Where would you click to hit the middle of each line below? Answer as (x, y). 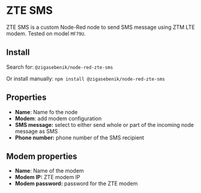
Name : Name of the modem (49, 171)
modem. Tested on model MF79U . (46, 33)
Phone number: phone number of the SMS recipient (79, 137)
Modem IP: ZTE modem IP (47, 177)
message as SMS (36, 131)
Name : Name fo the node (46, 112)
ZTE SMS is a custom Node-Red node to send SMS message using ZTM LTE (100, 27)
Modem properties (42, 156)
